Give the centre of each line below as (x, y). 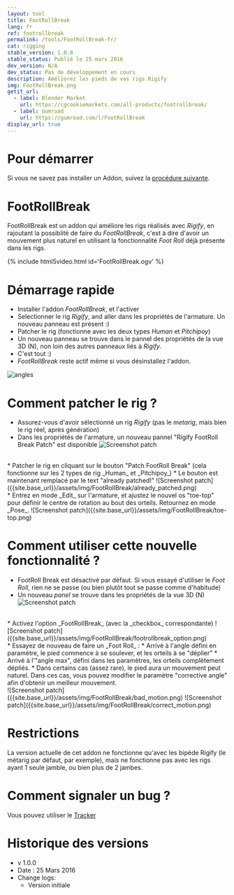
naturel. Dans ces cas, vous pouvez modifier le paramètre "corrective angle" (117, 675)
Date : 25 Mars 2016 (46, 870)
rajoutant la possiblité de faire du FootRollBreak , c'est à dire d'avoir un (108, 233)
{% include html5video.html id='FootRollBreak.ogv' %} (86, 262)
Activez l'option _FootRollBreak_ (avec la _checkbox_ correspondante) (112, 624)
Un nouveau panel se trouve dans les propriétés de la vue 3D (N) (111, 595)
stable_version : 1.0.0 (40, 53)
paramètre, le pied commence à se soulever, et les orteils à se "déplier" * (112, 653)
